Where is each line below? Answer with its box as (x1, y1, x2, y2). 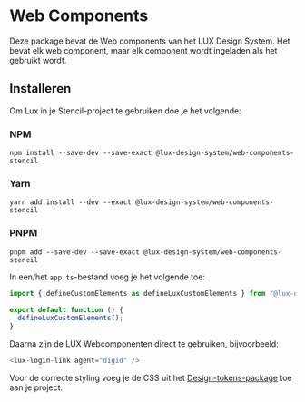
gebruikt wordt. (9, 54, 67, 65)
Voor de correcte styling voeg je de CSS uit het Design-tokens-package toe (9, 373, 292, 384)
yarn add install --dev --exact (9, 198, 132, 207)
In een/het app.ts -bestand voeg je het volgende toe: (9, 271, 206, 282)
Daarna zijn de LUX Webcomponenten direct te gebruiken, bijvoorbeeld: (9, 338, 279, 349)
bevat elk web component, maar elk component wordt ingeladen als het (9, 44, 278, 55)
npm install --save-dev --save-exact (9, 149, 152, 158)
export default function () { (9, 305, 124, 314)
